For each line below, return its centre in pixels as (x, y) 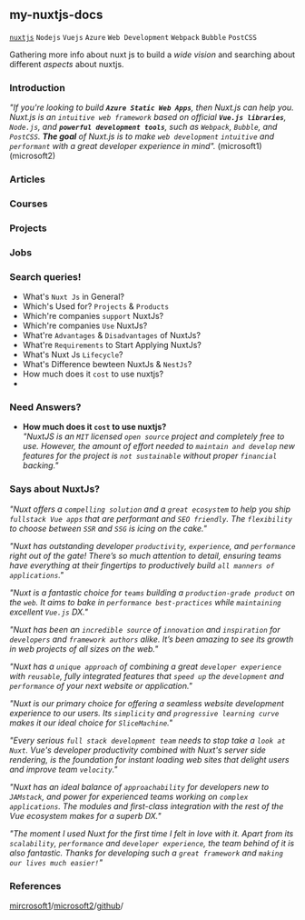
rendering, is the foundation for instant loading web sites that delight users (149, 759)
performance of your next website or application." (101, 685)
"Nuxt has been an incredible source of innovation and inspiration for (145, 629)
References (35, 885)
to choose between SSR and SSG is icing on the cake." (108, 528)
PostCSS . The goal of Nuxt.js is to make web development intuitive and (142, 136)
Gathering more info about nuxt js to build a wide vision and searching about (152, 55)
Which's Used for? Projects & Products (96, 306)
